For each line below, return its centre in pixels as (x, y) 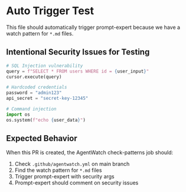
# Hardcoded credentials (37, 87)
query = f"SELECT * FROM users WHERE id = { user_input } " (78, 71)
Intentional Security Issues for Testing (78, 52)
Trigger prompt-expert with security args (65, 177)
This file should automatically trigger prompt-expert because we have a (93, 27)
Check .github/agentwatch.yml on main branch (72, 164)
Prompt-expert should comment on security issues (76, 183)
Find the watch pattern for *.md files (58, 170)
